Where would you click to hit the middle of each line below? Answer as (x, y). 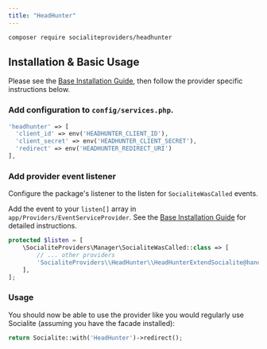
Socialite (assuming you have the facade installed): (91, 323)
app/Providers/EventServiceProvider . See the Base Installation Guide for (127, 217)
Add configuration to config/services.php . (91, 110)
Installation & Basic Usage (74, 61)
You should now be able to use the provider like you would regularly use (126, 315)
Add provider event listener (62, 176)
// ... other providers (76, 255)
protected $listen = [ (46, 240)
